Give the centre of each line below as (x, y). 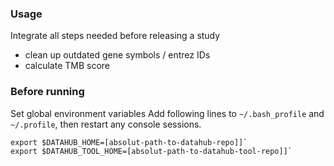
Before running (47, 92)
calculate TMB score (67, 66)
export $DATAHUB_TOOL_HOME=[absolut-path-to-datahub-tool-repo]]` (151, 151)
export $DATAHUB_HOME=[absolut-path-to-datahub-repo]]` (129, 142)
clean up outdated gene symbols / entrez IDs (117, 55)
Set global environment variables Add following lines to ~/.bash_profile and (167, 113)
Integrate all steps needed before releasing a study (115, 36)
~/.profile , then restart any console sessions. (106, 124)
